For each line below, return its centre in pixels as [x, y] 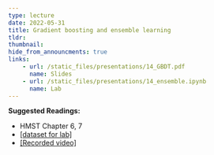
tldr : [17, 37]
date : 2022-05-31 [37, 23]
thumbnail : [26, 45]
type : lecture [32, 15]
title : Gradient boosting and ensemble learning [90, 30]
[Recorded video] [48, 143]
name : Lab [45, 89]
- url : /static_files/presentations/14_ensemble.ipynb [115, 81]
